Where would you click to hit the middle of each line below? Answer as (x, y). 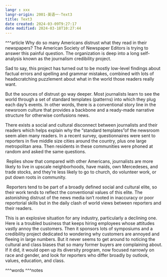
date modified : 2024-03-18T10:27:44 (43, 29)
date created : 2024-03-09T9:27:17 (41, 24)
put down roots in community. (36, 177)
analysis (14, 59)
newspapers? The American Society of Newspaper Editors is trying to (77, 48)
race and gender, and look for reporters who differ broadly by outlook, (77, 255)
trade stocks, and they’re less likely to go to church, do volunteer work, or (81, 172)
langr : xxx (17, 10)
